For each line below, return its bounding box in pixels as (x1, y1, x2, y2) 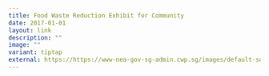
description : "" (8, 33, 62, 42)
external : (8, 56, 42, 64)
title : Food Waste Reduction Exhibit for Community (8, 11, 184, 20)
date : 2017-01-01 (8, 19, 66, 27)
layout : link (8, 26, 52, 34)
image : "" (8, 41, 42, 49)
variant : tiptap (8, 48, 62, 56)
